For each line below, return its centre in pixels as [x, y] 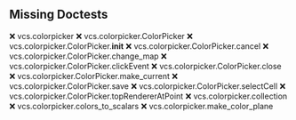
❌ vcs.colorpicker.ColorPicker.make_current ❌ [94, 76]
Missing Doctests [59, 15]
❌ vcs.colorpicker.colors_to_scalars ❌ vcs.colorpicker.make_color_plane [141, 106]
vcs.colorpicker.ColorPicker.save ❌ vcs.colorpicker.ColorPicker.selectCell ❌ [148, 86]
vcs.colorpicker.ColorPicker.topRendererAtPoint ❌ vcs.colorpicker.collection [148, 96]
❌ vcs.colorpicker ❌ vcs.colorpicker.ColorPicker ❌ [101, 36]
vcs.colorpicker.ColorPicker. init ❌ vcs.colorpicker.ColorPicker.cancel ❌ [139, 46]
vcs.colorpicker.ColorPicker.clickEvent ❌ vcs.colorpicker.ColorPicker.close [145, 66]
